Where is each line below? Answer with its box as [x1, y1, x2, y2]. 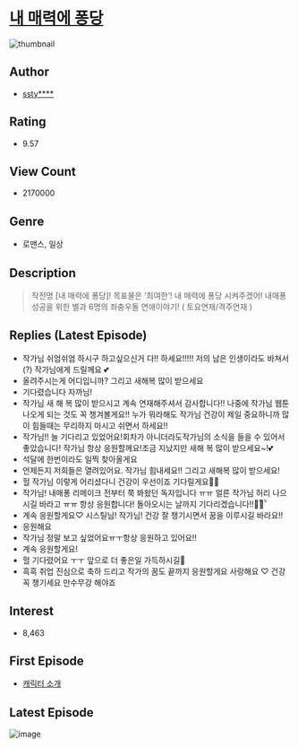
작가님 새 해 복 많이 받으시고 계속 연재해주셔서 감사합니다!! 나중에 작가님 [21, 397, 273, 408]
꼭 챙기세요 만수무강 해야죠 [21, 577, 116, 587]
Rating [9, 114, 47, 130]
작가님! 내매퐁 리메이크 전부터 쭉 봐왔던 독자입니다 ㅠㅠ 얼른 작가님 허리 [21, 487, 271, 498]
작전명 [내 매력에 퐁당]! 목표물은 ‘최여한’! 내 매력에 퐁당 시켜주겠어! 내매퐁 [30, 291, 287, 300]
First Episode [9, 654, 85, 669]
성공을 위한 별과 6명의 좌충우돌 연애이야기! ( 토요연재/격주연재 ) [30, 301, 253, 312]
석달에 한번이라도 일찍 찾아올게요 [21, 454, 138, 465]
